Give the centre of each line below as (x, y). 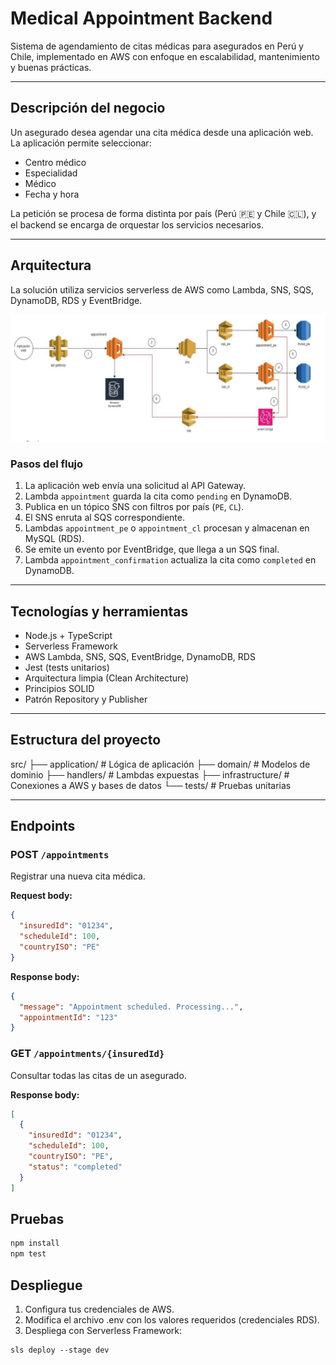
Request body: (41, 896)
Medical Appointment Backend (141, 18)
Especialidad (51, 173)
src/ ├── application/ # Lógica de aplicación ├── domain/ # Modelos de (160, 764)
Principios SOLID (59, 688)
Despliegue (46, 1285)
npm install (35, 1243)
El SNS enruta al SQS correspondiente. (104, 518)
